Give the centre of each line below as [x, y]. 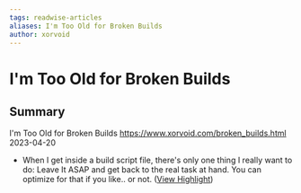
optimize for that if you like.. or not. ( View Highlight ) [118, 180]
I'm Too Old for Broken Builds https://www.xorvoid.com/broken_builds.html [148, 133]
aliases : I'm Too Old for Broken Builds [86, 26]
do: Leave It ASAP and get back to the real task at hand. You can [142, 170]
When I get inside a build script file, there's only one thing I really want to [157, 160]
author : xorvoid [40, 34]
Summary [37, 112]
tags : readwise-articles [56, 18]
